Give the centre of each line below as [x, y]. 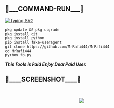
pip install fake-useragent [33, 42]
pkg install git [21, 34]
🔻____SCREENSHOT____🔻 [43, 80]
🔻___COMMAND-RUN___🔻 [44, 9]
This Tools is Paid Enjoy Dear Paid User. [46, 64]
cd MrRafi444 [18, 51]
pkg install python [25, 38]
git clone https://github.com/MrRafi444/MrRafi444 [57, 47]
